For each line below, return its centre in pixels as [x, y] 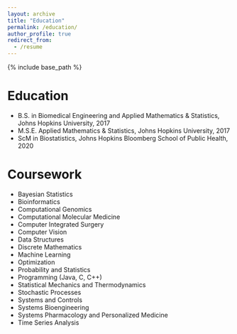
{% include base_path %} [45, 67]
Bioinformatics [39, 201]
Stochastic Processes [49, 292]
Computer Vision [42, 232]
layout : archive [31, 14]
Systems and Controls [50, 300]
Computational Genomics [55, 209]
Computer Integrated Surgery [61, 224]
